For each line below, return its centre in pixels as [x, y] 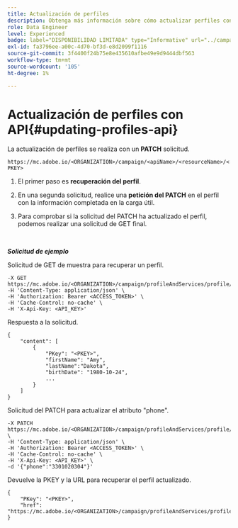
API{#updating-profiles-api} [93, 129]
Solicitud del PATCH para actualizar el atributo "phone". [88, 410]
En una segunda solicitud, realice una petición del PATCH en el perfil [118, 195]
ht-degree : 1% [28, 73]
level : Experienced [36, 34]
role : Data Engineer [38, 27]
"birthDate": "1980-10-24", [87, 373]
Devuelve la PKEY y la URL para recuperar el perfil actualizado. [99, 480]
